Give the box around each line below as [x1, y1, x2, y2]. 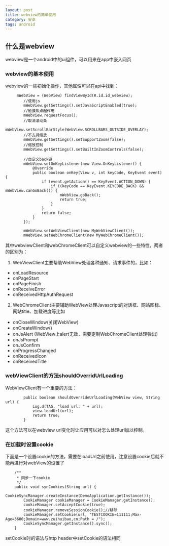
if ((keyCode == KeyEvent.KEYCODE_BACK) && [50, 184, 144, 189]
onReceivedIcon [12, 353, 47, 359]
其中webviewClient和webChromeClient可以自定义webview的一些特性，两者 [5, 242, 163, 249]
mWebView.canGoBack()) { [5, 188, 58, 193]
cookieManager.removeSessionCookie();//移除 [23, 507, 118, 513]
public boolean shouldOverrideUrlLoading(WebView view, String [23, 395, 160, 400]
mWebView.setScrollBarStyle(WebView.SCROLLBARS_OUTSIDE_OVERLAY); [5, 127, 149, 133]
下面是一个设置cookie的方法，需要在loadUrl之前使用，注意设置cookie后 [5, 453, 155, 459]
